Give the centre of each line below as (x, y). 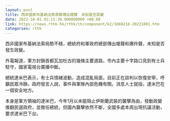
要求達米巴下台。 (23, 113)
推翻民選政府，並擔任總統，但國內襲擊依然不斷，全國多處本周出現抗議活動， (85, 107)
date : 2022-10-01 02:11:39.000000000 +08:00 (53, 19)
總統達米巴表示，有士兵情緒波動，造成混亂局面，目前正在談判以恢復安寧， (83, 78)
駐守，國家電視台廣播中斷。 (34, 67)
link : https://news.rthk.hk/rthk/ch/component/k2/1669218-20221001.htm (82, 24)
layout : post (19, 10)
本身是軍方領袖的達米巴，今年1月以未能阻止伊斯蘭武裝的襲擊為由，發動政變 (84, 101)
